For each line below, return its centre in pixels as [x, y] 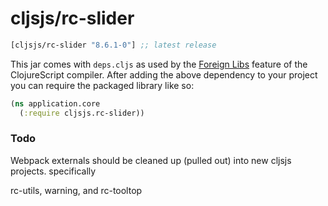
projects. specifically [53, 171]
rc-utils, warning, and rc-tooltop [76, 190]
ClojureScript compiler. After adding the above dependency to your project [164, 74]
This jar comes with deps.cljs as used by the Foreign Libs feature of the [159, 64]
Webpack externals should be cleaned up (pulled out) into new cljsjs [151, 160]
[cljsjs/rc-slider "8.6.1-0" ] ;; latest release [113, 45]
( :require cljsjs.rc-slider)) [82, 113]
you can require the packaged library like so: [102, 85]
